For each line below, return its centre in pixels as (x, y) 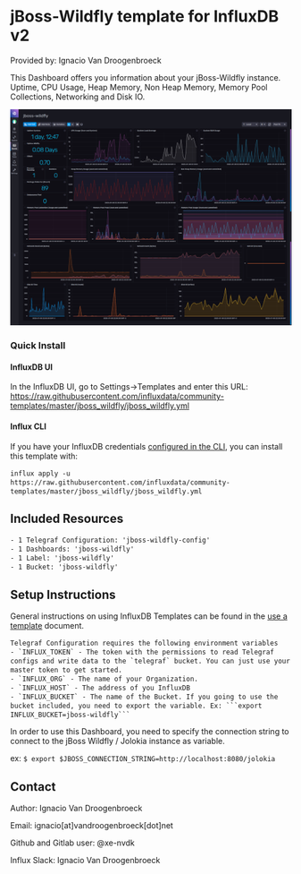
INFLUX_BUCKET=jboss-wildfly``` (70, 715)
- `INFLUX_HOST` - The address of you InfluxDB (100, 688)
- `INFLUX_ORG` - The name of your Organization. (105, 679)
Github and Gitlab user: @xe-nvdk (72, 843)
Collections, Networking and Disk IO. (78, 97)
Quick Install (38, 346)
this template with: (44, 456)
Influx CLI (29, 426)
